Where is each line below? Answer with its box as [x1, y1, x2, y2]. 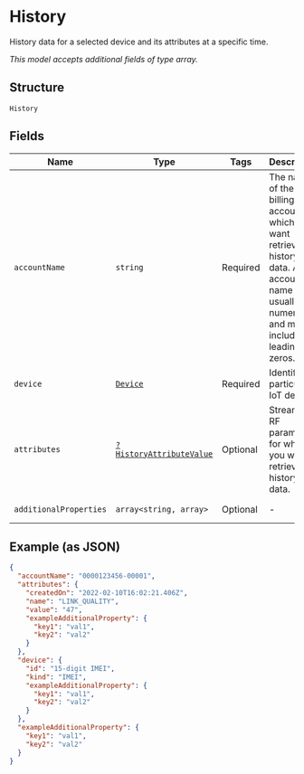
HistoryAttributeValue [115, 448, 214, 458]
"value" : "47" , [25, 605, 83, 614]
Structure [9, 80, 65, 96]
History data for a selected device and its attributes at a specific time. [9, 36, 269, 47]
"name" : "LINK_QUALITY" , [25, 597, 119, 606]
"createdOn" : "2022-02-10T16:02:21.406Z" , [25, 589, 188, 598]
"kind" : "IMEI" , [25, 672, 88, 682]
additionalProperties [14, 504, 107, 514]
